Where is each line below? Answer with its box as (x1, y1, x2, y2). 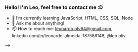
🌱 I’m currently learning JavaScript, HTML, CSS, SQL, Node (11, 15, 133, 21)
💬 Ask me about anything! (11, 20, 65, 26)
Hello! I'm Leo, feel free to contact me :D (4, 4, 103, 11)
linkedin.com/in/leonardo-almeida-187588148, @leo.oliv (11, 33, 126, 39)
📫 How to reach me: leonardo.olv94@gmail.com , (11, 26, 113, 32)
